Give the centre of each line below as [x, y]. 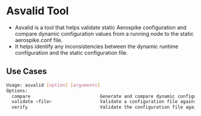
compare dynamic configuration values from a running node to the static [104, 33]
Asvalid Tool [37, 11]
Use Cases [27, 72]
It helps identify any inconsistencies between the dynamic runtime [97, 46]
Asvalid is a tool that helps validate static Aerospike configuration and [100, 27]
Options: [17, 90]
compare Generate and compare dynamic [93, 96]
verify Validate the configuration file [98, 107]
